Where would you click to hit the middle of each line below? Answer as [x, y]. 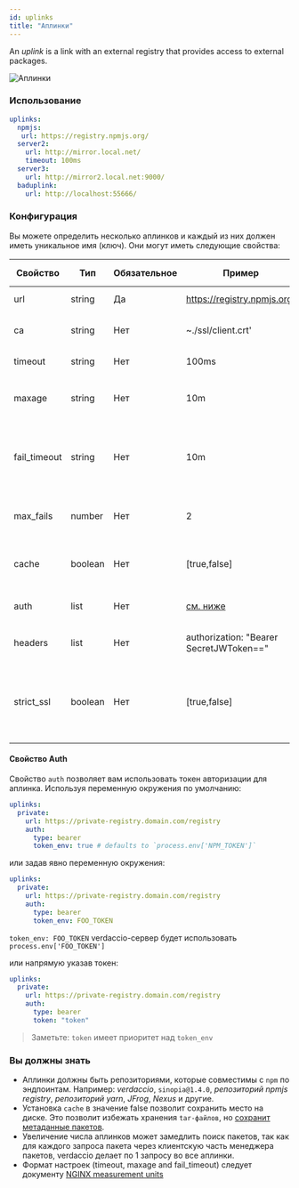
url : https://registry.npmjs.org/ [85, 136]
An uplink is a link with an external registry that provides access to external [147, 51]
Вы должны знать [50, 1060]
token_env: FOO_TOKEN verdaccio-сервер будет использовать [123, 937]
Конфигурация [44, 216]
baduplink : [37, 185]
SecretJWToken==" [227, 648]
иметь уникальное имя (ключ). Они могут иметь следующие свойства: [145, 245]
